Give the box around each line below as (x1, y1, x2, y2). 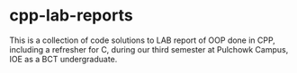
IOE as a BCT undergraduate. (9, 53, 118, 64)
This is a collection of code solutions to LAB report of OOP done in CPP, (9, 35, 276, 45)
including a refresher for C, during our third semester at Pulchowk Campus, (9, 44, 289, 54)
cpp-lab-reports (9, 5, 133, 26)
